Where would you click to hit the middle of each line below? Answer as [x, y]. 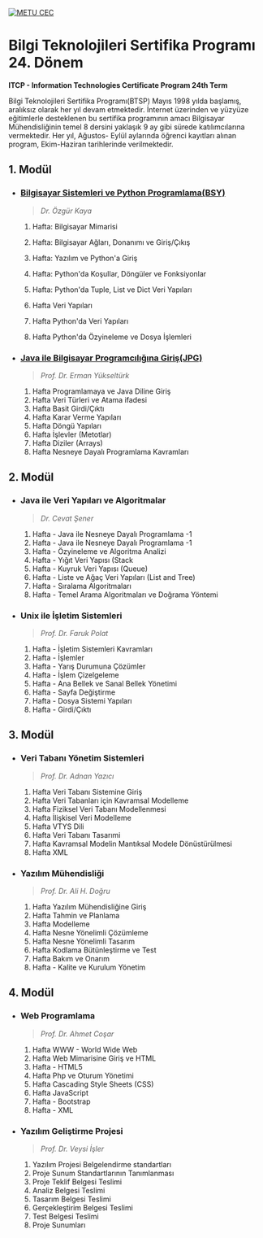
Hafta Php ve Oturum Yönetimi [83, 1075]
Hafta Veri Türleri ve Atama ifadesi [90, 399]
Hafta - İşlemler [58, 657]
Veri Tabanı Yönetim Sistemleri [82, 758]
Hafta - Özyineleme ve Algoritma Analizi [99, 551]
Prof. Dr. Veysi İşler [72, 1149]
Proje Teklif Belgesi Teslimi [77, 1181]
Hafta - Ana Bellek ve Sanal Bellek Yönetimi [104, 683]
